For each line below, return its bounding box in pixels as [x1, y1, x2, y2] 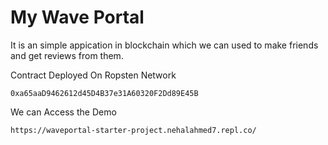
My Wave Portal [10, 6, 145, 29]
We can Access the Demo [10, 106, 117, 118]
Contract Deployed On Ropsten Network [10, 69, 177, 81]
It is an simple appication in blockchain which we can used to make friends [10, 39, 319, 51]
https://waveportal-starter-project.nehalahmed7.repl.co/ [10, 125, 257, 135]
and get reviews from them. [10, 49, 124, 61]
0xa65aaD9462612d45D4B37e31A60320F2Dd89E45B [10, 88, 199, 98]
